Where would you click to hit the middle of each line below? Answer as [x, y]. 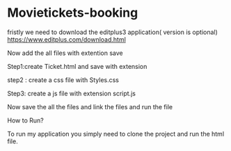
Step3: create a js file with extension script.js [71, 93]
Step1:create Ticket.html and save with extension [77, 66]
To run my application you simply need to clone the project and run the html [116, 134]
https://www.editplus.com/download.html [67, 39]
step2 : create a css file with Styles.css [63, 80]
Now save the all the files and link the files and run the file [90, 106]
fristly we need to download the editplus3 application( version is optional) [112, 32]
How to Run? [25, 120]
